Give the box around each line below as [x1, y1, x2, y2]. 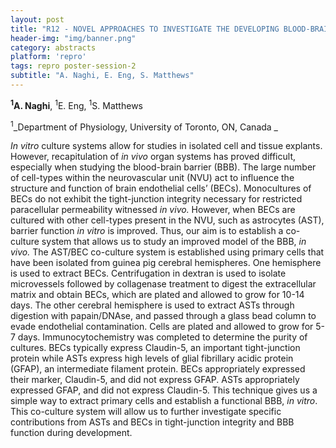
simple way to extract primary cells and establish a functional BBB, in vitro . [10, 395, 318, 407]
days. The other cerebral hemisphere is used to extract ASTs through [10, 299, 295, 311]
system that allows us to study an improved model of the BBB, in [41, 236, 307, 248]
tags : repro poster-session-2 [10, 61, 137, 71]
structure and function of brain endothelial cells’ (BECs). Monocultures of [10, 182, 312, 195]
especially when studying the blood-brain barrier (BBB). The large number [10, 161, 317, 173]
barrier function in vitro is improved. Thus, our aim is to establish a [10, 225, 284, 237]
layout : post [10, 14, 65, 25]
